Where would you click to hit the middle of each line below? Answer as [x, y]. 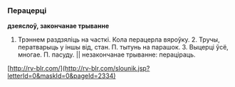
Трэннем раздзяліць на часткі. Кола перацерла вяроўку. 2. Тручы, [119, 40]
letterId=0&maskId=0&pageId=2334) [62, 76]
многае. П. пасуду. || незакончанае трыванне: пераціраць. [106, 54]
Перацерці [27, 11]
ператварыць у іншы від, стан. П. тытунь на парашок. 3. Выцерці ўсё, [123, 47]
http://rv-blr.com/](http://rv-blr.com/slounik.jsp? [80, 69]
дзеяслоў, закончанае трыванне [58, 26]
